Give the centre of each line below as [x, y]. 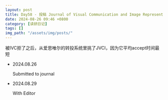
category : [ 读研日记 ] [26, 24]
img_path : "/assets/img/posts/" [39, 33]
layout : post [19, 10]
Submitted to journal [33, 74]
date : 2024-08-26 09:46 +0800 [37, 19]
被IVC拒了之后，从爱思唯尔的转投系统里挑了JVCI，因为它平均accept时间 [80, 48]
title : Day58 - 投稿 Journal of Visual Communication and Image [73, 14]
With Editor [24, 93]
